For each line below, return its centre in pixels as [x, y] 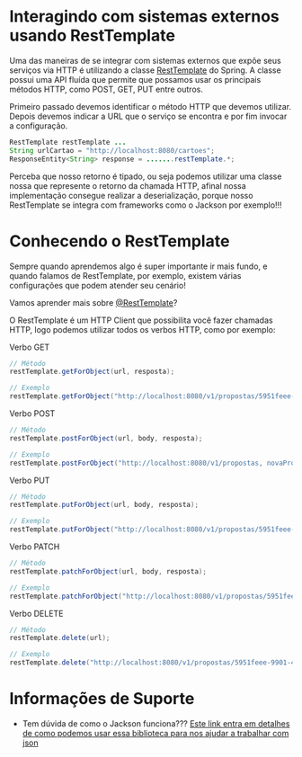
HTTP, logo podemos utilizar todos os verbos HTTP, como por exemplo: [142, 329]
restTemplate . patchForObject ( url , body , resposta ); [108, 571]
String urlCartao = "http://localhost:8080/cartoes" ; [112, 150]
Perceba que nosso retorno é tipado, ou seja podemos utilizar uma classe [146, 176]
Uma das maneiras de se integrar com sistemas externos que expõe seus [145, 60]
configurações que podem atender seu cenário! [98, 285]
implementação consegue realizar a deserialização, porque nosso [131, 195]
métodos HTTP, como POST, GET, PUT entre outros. [107, 89]
